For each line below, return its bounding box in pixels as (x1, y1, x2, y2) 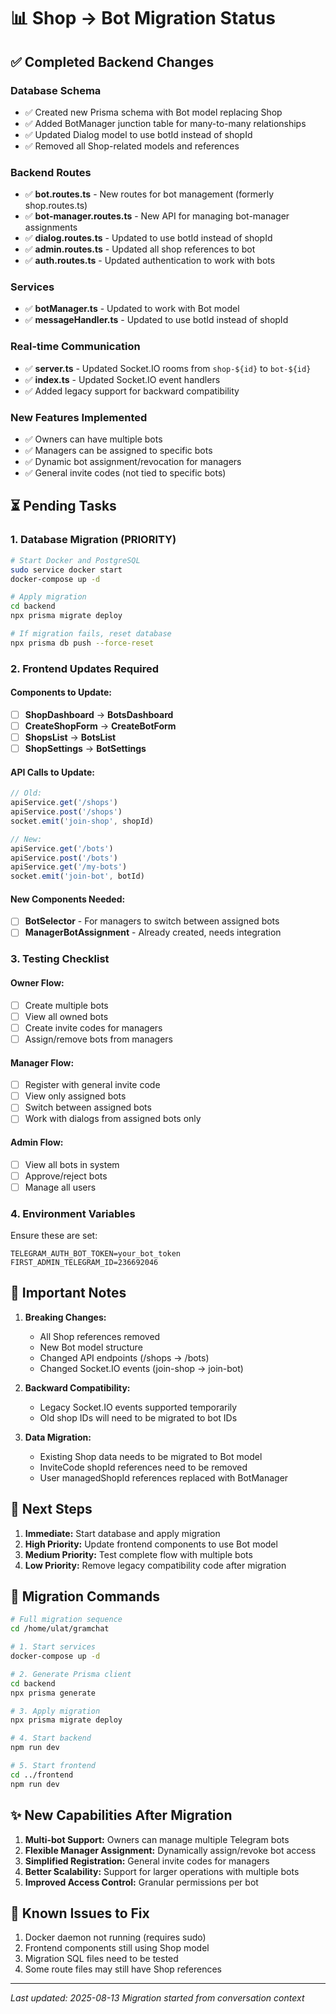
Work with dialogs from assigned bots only (24, 1113, 202, 1125)
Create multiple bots (24, 999, 109, 1011)
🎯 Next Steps (10, 1501, 93, 1518)
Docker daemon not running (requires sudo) (24, 1931, 207, 1944)
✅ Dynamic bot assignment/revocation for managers (24, 456, 242, 468)
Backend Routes (10, 165, 92, 179)
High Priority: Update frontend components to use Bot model (24, 1538, 278, 1550)
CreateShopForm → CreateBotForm (24, 720, 177, 732)
